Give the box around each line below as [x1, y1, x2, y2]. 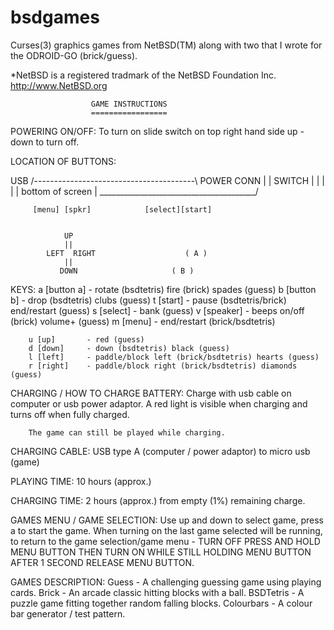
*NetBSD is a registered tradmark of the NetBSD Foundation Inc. [10, 69, 277, 81]
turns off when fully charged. [10, 408, 130, 420]
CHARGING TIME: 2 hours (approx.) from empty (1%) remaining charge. [10, 494, 306, 506]
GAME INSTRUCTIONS [90, 99, 168, 109]
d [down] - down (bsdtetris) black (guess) [28, 343, 230, 353]
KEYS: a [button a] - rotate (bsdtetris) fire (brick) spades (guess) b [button [10, 283, 317, 295]
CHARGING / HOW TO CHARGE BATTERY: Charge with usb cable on [10, 387, 292, 399]
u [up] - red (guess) [28, 334, 145, 345]
